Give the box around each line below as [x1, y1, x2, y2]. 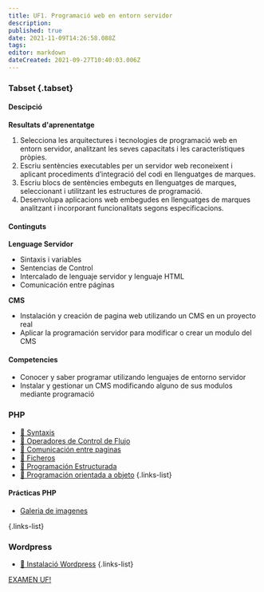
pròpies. [19, 152, 48, 162]
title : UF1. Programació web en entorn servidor [8, 11, 173, 20]
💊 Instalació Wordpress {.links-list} [19, 559, 134, 569]
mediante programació [19, 389, 95, 399]
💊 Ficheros [19, 452, 56, 463]
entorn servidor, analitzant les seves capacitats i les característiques [19, 144, 246, 153]
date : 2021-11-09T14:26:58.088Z [8, 34, 116, 42]
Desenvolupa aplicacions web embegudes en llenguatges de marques [19, 195, 251, 204]
